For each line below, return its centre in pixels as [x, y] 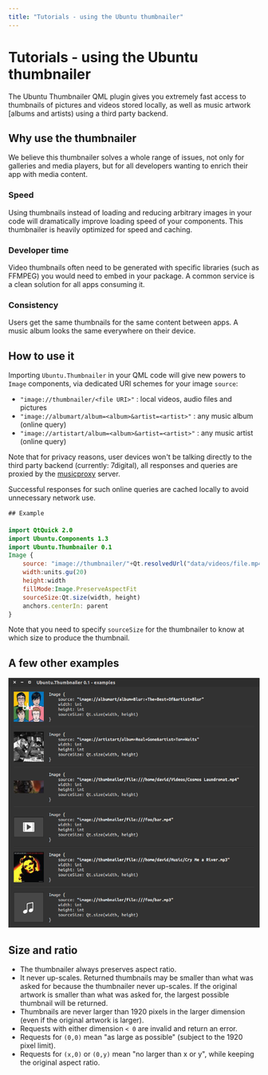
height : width [44, 581]
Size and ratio [43, 950]
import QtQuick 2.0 [41, 530]
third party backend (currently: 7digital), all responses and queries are [123, 466]
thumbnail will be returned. [64, 1003]
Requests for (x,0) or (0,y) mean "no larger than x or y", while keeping [137, 1053]
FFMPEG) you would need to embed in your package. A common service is [132, 276]
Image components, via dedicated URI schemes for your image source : [123, 384]
